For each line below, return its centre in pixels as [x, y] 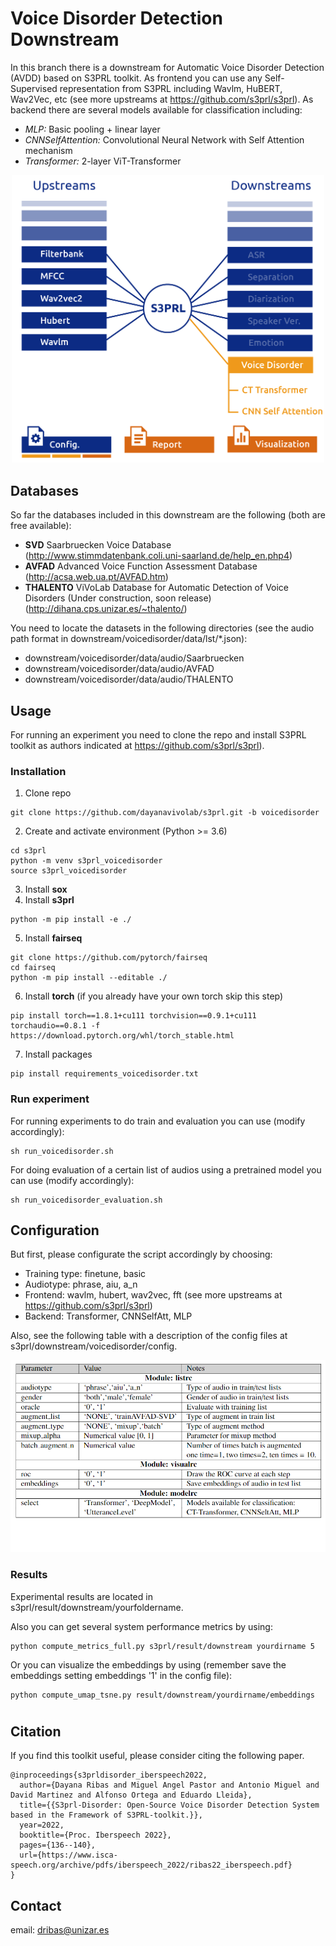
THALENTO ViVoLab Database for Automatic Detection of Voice [157, 588]
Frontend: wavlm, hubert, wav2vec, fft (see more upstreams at [153, 1295]
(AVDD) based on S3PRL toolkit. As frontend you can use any [136, 78]
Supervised [34, 88]
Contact [36, 1905]
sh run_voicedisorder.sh [62, 1151]
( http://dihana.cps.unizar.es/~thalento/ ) [106, 609]
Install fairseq [53, 938]
